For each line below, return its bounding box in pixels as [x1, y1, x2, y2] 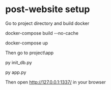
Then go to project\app [5, 50, 54, 56]
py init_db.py [5, 59, 32, 65]
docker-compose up [5, 39, 48, 46]
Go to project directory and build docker [5, 20, 90, 26]
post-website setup [5, 4, 90, 15]
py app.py [5, 69, 26, 75]
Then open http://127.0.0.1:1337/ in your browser [5, 79, 106, 85]
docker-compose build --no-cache [5, 30, 79, 36]
